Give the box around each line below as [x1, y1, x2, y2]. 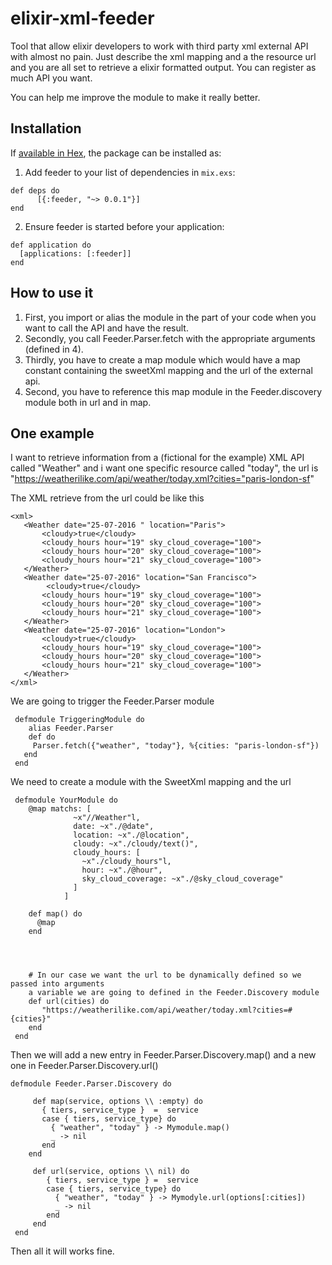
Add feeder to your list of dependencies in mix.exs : [24, 166, 236, 178]
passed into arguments [10, 979, 105, 989]
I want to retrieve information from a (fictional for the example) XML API [10, 452, 305, 464]
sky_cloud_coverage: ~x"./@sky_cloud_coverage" [81, 874, 284, 884]
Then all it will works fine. [10, 1245, 115, 1257]
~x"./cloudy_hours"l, [81, 857, 172, 867]
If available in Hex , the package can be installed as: [10, 147, 222, 159]
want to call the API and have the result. [24, 322, 189, 334]
